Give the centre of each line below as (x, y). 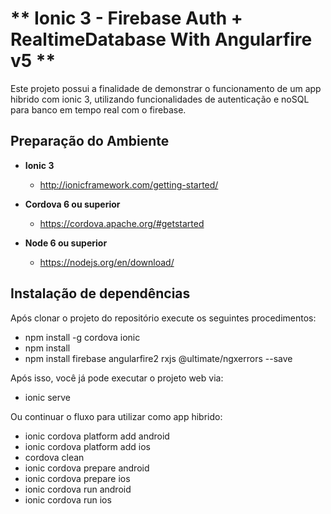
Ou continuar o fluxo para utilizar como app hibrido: (116, 416)
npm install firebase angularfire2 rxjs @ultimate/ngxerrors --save (158, 358)
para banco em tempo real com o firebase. (98, 109)
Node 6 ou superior (66, 243)
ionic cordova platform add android (97, 436)
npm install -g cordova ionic (82, 337)
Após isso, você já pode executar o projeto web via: (117, 378)
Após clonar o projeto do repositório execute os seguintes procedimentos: (163, 318)
